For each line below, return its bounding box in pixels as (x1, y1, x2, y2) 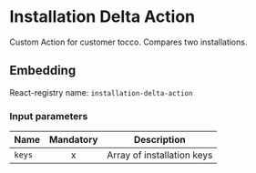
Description (133, 134, 186, 147)
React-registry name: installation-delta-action (9, 86, 193, 97)
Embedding (9, 63, 77, 78)
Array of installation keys (107, 148, 213, 161)
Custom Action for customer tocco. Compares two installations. (9, 36, 248, 47)
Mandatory (48, 134, 98, 147)
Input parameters (9, 109, 88, 122)
